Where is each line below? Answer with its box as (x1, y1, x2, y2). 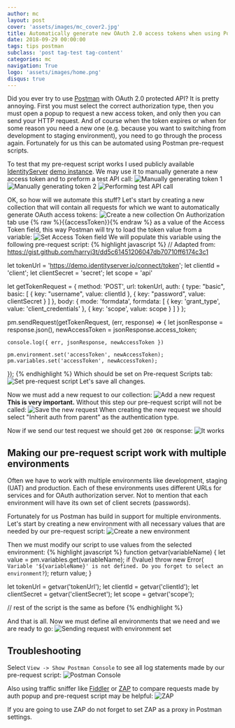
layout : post (7, 17, 45, 24)
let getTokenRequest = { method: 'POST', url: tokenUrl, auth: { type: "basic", (7, 283, 225, 291)
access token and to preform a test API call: (7, 175, 133, 183)
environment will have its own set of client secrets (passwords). (7, 499, 191, 507)
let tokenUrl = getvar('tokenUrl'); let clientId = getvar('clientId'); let (7, 583, 199, 591)
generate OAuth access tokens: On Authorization (7, 210, 225, 219)
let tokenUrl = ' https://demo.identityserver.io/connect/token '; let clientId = (7, 262, 220, 270)
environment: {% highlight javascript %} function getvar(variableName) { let (7, 548, 226, 557)
